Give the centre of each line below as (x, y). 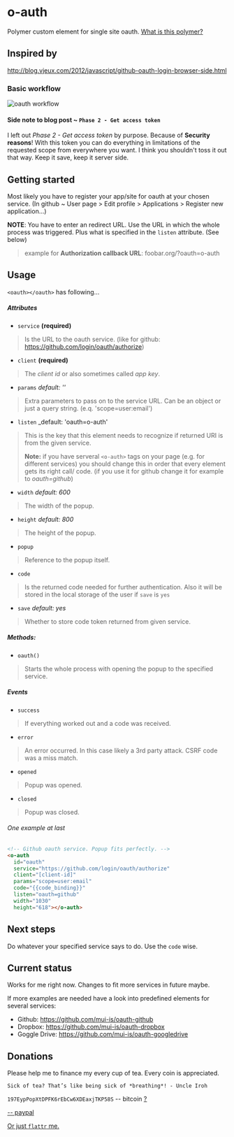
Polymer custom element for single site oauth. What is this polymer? (105, 31)
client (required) (43, 360)
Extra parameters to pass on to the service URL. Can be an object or (123, 401)
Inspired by (32, 53)
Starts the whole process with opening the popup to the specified (119, 668)
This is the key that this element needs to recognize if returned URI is (124, 435)
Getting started (41, 179)
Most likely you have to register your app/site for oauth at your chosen (108, 196)
